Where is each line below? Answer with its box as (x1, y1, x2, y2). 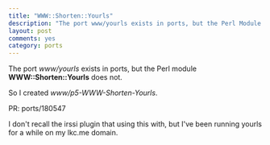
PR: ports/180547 (8, 104, 66, 114)
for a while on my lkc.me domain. (8, 128, 118, 138)
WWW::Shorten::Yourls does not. (8, 72, 123, 82)
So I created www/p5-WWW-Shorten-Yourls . (8, 88, 158, 97)
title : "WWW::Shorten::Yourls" (8, 11, 114, 20)
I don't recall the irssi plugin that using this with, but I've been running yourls (8, 119, 263, 129)
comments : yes (8, 34, 56, 43)
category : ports (8, 42, 63, 50)
